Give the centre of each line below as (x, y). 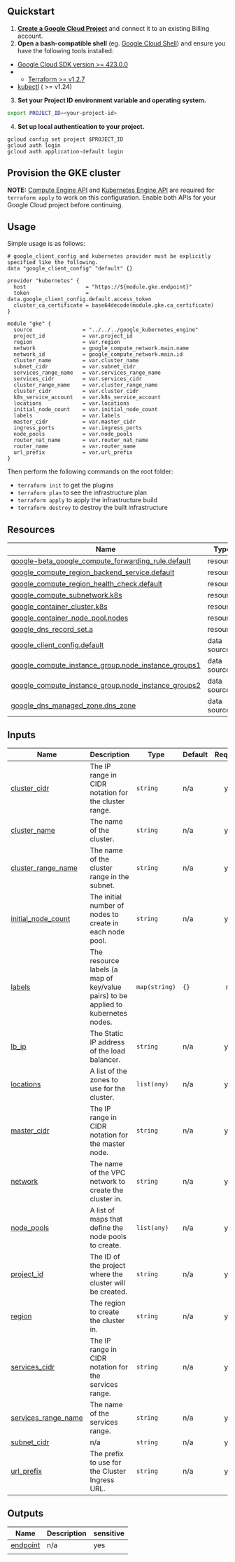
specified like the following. (53, 263)
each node (107, 932)
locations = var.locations (72, 403)
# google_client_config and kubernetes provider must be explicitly (109, 256)
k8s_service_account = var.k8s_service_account (87, 398)
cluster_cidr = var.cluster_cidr (76, 392)
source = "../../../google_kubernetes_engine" (106, 330)
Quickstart (31, 12)
